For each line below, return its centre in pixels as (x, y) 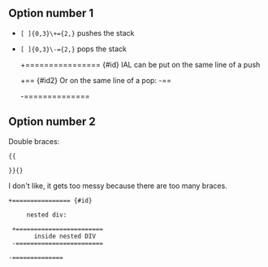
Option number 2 (52, 122)
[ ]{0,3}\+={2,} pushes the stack (77, 33)
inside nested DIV (65, 236)
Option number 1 (51, 13)
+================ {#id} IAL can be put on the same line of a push (140, 64)
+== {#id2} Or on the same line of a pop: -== (96, 80)
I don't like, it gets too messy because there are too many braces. (118, 186)
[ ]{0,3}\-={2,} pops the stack (73, 49)
